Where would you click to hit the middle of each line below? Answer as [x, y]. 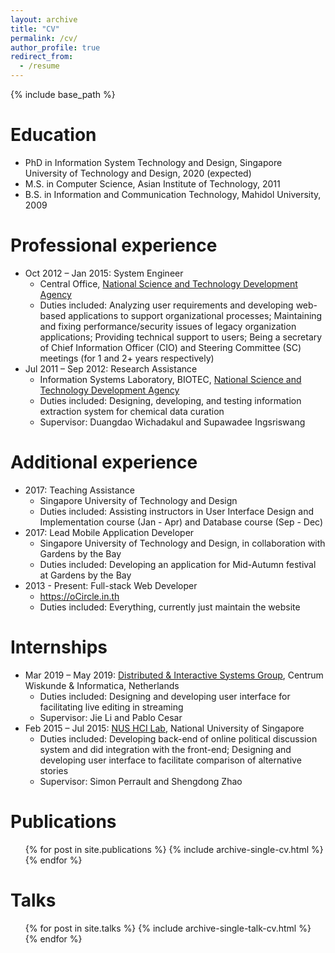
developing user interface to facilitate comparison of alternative [170, 760]
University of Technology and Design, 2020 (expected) [138, 173]
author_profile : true [55, 47]
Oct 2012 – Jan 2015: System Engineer [104, 273]
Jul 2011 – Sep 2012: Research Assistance [111, 368]
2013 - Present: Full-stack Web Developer [111, 585]
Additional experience [104, 462]
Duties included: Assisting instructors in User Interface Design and [177, 511]
